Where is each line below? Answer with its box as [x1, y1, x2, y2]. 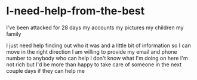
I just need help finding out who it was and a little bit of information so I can [6, 42, 191, 49]
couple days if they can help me [6, 67, 85, 74]
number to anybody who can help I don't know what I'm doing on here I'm [6, 54, 188, 61]
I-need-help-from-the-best [6, 4, 145, 18]
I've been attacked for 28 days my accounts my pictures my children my [6, 24, 184, 31]
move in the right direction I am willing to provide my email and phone [6, 48, 177, 55]
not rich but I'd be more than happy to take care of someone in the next [6, 61, 182, 68]
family [6, 30, 21, 37]
